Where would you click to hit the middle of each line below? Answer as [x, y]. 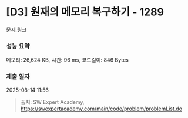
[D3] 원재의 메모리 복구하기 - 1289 [85, 12]
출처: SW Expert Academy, [52, 102]
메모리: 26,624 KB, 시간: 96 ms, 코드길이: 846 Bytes [68, 60]
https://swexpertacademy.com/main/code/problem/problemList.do [101, 109]
